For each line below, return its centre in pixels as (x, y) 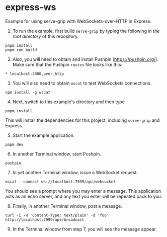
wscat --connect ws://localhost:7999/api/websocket (60, 182)
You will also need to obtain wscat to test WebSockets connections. (82, 83)
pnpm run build (21, 50)
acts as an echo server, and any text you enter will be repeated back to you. (84, 196)
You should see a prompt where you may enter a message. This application (83, 191)
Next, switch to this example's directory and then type (68, 102)
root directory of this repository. (46, 36)
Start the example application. (44, 135)
